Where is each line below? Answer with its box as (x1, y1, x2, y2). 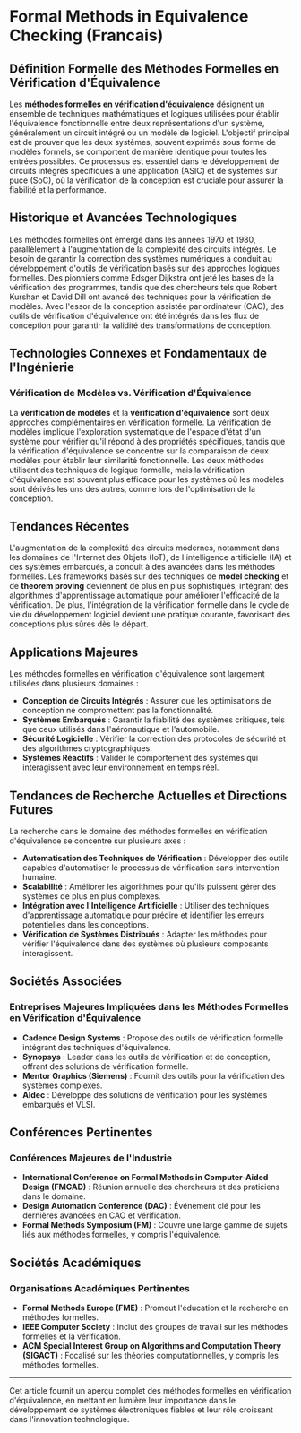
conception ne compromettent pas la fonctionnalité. (21, 705, 213, 716)
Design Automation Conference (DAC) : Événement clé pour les (21, 1201, 262, 1212)
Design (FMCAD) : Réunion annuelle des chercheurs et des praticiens (21, 1181, 280, 1193)
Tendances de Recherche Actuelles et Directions (9, 788, 288, 803)
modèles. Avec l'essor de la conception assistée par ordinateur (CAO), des (9, 300, 285, 311)
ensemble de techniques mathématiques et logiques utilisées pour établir (9, 108, 280, 118)
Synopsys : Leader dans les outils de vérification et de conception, (21, 1051, 271, 1062)
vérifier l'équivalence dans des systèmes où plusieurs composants (21, 938, 269, 949)
